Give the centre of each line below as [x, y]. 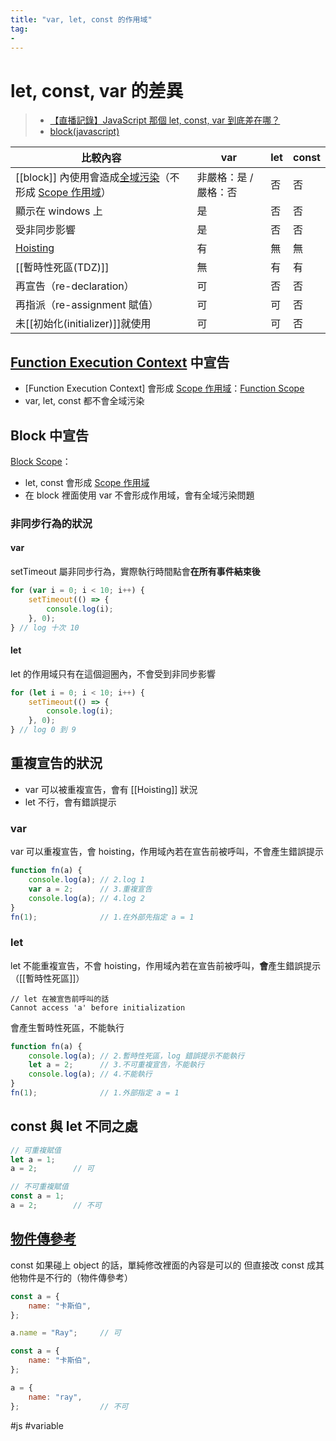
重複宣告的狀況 [56, 763]
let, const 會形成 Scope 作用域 [87, 482]
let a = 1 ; [33, 1159]
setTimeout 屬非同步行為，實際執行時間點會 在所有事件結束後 [135, 572]
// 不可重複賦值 [39, 1187]
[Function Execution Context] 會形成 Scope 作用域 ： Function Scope [164, 388]
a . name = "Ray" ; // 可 [66, 1333]
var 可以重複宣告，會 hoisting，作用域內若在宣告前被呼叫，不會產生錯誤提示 [167, 852]
